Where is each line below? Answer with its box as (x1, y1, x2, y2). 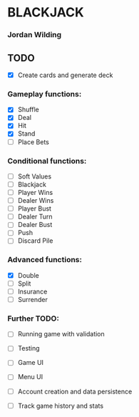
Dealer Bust (17, 221, 53, 229)
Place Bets (17, 137, 50, 146)
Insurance (17, 287, 48, 296)
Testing (17, 344, 41, 353)
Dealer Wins (17, 196, 54, 205)
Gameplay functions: (7, 89, 82, 99)
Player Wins (17, 189, 53, 197)
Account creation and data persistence (17, 387, 133, 396)
